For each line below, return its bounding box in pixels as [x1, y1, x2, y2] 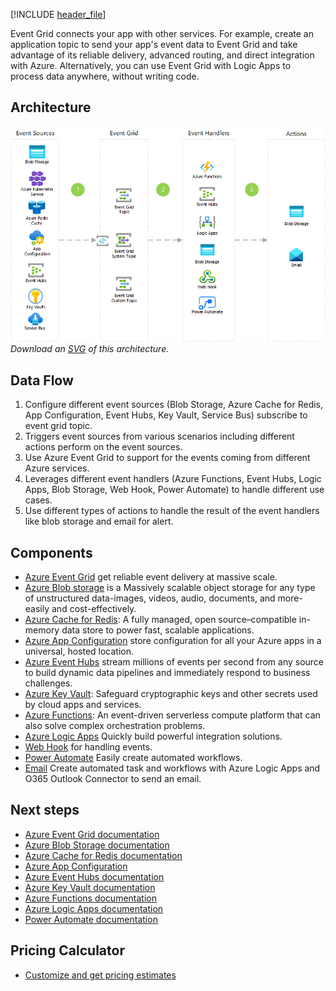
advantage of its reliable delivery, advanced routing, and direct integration [10, 49, 315, 61]
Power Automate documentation [24, 913, 158, 925]
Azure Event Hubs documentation [24, 870, 165, 883]
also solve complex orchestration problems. [24, 720, 206, 732]
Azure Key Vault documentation [24, 881, 156, 893]
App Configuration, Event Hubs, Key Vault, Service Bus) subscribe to [24, 409, 308, 421]
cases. [24, 494, 53, 506]
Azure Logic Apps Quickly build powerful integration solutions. [24, 730, 283, 743]
